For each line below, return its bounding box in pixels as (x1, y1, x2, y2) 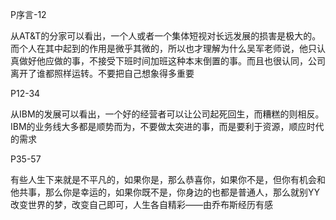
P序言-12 (10, 9, 47, 20)
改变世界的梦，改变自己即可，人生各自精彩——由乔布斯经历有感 (10, 199, 273, 210)
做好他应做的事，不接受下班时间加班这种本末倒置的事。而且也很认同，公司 (18, 55, 326, 67)
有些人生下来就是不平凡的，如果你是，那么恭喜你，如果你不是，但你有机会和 (10, 174, 326, 185)
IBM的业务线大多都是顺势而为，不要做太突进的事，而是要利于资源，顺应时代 (10, 121, 325, 132)
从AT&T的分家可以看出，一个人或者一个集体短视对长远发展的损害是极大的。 (10, 30, 322, 42)
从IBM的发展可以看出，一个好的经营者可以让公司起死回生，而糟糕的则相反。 (10, 108, 325, 120)
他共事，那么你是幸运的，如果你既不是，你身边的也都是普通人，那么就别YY (10, 186, 321, 198)
